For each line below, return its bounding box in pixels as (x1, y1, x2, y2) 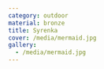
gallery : (8, 41, 37, 49)
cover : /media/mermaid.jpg (8, 33, 97, 42)
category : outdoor (8, 11, 69, 20)
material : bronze (8, 19, 65, 27)
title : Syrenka (8, 26, 58, 34)
